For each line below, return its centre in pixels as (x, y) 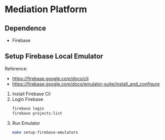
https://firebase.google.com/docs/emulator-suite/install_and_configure (86, 84)
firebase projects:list (37, 113)
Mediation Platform (46, 9)
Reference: (16, 68)
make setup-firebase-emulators (45, 132)
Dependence (26, 28)
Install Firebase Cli (31, 94)
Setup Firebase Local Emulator (54, 56)
